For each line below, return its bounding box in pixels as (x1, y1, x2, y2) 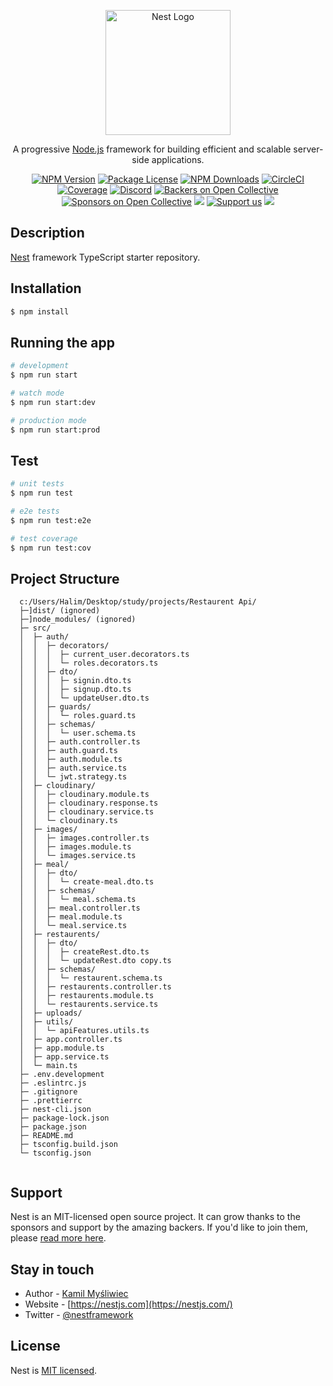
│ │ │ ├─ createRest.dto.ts (19, 947, 150, 957)
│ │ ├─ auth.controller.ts (19, 737, 141, 747)
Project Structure (10, 571, 120, 588)
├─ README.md (19, 1131, 74, 1141)
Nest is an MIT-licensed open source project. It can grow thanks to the (10, 1211, 301, 1223)
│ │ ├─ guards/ (19, 702, 92, 712)
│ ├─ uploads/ (19, 1008, 83, 1019)
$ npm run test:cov (10, 543, 92, 553)
